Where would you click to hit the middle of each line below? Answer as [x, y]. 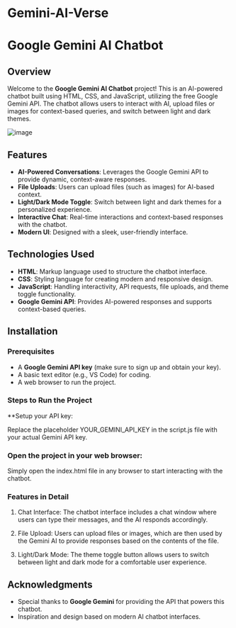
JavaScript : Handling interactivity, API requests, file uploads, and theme [123, 286]
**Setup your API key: [40, 415]
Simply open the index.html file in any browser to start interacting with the [115, 471]
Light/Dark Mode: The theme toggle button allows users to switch [113, 555]
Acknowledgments [50, 584]
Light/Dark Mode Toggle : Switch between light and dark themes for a [119, 202]
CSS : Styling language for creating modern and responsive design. [115, 279]
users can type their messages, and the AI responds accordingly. [113, 520]
